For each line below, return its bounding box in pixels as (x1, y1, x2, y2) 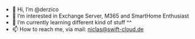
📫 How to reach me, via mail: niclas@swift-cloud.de (12, 26, 144, 33)
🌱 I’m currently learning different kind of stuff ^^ (12, 19, 132, 26)
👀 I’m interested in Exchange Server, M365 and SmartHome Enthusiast (12, 12, 190, 19)
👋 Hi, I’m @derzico (12, 6, 59, 13)
